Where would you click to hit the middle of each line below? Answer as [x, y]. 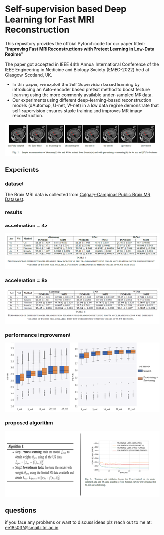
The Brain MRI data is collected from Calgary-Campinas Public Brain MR [78, 194]
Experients [22, 170]
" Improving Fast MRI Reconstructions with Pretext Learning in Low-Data [80, 49]
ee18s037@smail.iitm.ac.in [32, 528]
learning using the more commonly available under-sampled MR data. [82, 95]
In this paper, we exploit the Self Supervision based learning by [76, 84]
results [14, 212]
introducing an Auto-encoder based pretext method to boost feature [81, 89]
